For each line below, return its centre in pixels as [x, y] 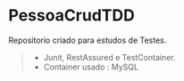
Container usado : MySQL [91, 67]
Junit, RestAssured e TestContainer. [109, 57]
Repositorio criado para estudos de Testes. [88, 40]
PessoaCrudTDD [71, 16]
